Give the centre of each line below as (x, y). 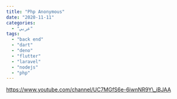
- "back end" (28, 39)
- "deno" (22, 51)
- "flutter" (26, 56)
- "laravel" (26, 61)
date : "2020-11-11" (30, 17)
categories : (21, 23)
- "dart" (22, 45)
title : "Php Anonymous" (36, 12)
